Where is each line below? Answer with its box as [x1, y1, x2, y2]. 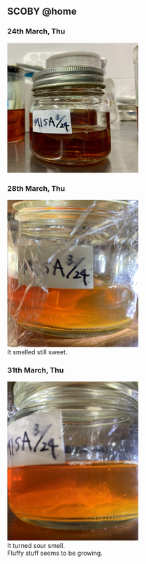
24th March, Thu [7, 27, 66, 36]
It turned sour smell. [7, 542, 65, 550]
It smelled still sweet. [7, 348, 68, 356]
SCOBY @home [7, 6, 77, 17]
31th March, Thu [7, 366, 64, 375]
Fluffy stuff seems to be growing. [7, 549, 103, 558]
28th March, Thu [7, 183, 65, 193]
